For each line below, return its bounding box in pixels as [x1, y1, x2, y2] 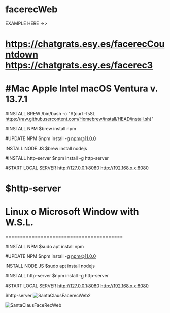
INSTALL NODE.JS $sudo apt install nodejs [5, 263, 95, 269]
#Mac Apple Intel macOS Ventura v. [5, 83, 158, 94]
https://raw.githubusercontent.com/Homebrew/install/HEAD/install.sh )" [5, 116, 154, 122]
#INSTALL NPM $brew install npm [5, 126, 76, 132]
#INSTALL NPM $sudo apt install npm [5, 244, 84, 250]
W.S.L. [5, 217, 34, 228]
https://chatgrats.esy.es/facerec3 [5, 60, 153, 72]
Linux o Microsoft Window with [5, 206, 139, 218]
